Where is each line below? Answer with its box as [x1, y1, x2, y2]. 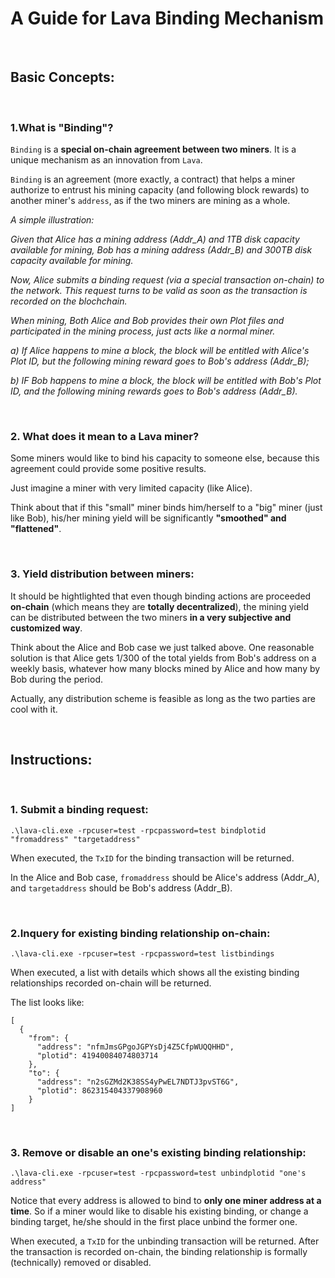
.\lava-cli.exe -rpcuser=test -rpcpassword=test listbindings [10, 949, 275, 959]
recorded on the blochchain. [10, 295, 128, 307]
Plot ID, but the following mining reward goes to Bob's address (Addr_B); [10, 355, 310, 367]
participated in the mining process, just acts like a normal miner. [10, 325, 276, 337]
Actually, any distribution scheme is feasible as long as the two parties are [10, 692, 316, 704]
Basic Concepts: [10, 69, 115, 86]
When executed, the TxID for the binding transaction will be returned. [10, 852, 295, 864]
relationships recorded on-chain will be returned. [10, 977, 212, 989]
